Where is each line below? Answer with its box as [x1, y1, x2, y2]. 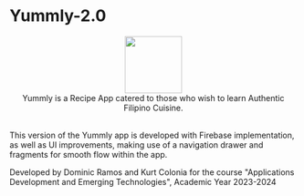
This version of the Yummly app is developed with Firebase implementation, [9, 129, 295, 140]
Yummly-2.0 [9, 5, 107, 26]
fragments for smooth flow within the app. [9, 149, 168, 160]
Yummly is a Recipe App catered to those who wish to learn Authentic [22, 92, 285, 103]
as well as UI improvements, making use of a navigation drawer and [9, 139, 264, 150]
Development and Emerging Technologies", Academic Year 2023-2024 [9, 176, 277, 187]
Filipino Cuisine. [122, 102, 184, 113]
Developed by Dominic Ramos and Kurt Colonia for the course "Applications [9, 166, 295, 178]
